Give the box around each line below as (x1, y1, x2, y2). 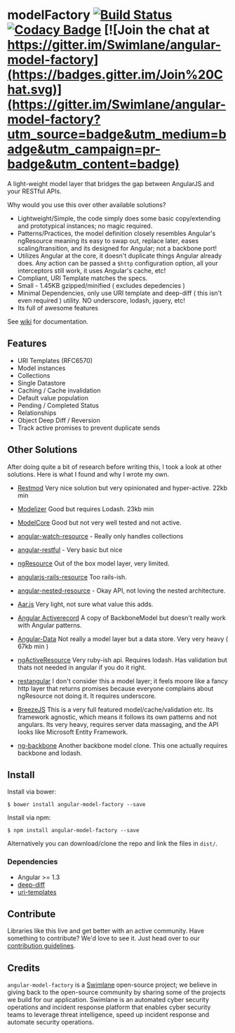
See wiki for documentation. (7, 317, 89, 326)
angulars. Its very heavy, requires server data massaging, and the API (17, 720, 219, 728)
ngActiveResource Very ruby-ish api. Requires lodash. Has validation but (17, 655, 228, 664)
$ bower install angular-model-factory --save (7, 801, 146, 808)
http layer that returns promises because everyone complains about (17, 684, 214, 692)
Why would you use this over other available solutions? (7, 200, 166, 209)
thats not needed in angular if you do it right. (17, 663, 147, 671)
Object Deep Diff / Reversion (17, 416, 100, 424)
